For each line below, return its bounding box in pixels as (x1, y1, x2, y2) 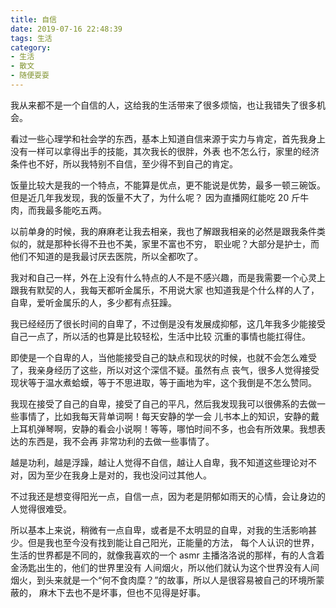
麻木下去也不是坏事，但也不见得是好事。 (38, 586, 206, 598)
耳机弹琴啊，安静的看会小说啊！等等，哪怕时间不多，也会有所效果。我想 (18, 422, 317, 435)
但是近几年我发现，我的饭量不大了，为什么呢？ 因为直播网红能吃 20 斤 (10, 191, 301, 203)
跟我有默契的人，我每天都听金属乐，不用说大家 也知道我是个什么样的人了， (10, 284, 320, 296)
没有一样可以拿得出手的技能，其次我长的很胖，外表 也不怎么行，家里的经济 (10, 145, 320, 157)
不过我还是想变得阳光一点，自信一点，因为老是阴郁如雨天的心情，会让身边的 (10, 490, 326, 502)
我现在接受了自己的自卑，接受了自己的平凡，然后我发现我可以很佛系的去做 (10, 397, 317, 410)
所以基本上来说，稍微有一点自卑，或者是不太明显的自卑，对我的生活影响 (10, 524, 308, 536)
